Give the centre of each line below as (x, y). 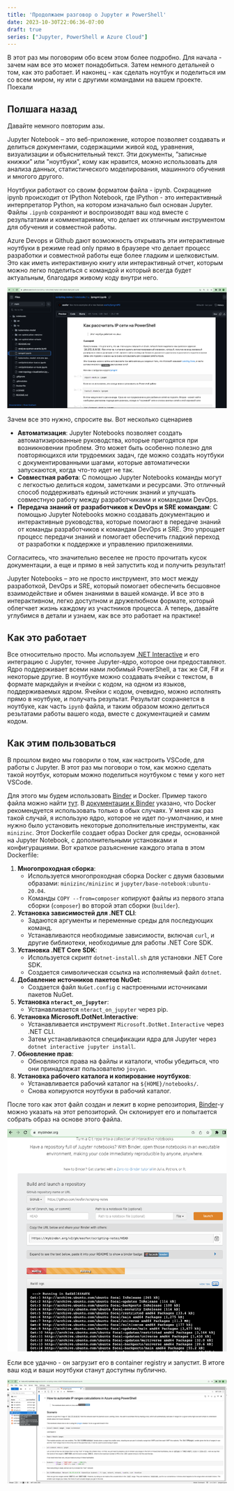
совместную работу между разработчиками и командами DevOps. (118, 500)
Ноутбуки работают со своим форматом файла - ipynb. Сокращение (109, 190)
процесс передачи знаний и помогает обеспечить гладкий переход (118, 537)
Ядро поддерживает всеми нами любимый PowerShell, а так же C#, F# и (116, 669)
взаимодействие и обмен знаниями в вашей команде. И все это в (106, 594)
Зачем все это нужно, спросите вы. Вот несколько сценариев (100, 419)
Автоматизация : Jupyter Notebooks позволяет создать (100, 433)
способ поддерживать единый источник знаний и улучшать (107, 493)
